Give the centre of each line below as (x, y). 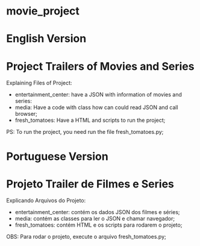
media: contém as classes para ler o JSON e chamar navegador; (95, 219)
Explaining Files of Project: (39, 83)
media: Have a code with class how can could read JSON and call (97, 107)
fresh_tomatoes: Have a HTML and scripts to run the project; (90, 120)
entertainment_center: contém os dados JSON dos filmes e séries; (97, 212)
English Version (46, 39)
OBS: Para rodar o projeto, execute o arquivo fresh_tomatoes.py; (86, 237)
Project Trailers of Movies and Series (100, 66)
